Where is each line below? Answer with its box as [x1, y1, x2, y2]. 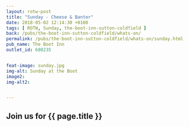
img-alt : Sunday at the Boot [6, 68, 78, 74]
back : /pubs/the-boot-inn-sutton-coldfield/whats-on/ [6, 31, 142, 36]
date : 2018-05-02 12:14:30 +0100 [6, 19, 89, 25]
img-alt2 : [6, 79, 31, 85]
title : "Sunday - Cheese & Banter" [6, 14, 94, 20]
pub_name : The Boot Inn [6, 42, 65, 48]
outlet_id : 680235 [6, 47, 51, 53]
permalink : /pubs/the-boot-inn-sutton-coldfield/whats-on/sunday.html [6, 36, 184, 42]
